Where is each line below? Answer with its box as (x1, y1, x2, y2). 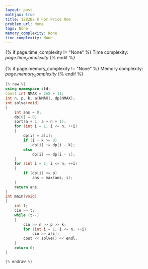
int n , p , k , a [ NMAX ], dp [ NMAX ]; (5, 96, 76, 101)
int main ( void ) (5, 194, 37, 199)
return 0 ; (14, 245, 35, 250)
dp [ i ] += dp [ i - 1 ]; (32, 152, 76, 157)
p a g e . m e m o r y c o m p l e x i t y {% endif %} (5, 71, 84, 78)
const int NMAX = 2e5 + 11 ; (5, 91, 64, 96)
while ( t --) (14, 212, 39, 218)
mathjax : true (5, 12, 35, 17)
